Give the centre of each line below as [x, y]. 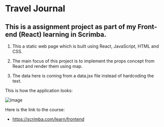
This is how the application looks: [39, 91]
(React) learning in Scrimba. [63, 34]
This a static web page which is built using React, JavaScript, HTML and [85, 46]
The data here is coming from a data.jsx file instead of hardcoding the [83, 76]
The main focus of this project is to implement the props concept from [83, 61]
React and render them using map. [47, 66]
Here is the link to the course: [35, 110]
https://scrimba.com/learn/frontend [48, 119]
